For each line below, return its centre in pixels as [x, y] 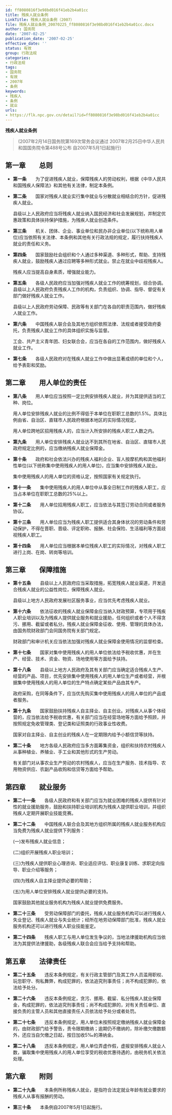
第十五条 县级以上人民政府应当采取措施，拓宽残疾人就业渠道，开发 [87, 583]
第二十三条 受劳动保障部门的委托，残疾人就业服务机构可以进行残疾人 [89, 913]
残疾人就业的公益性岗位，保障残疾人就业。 [62, 590]
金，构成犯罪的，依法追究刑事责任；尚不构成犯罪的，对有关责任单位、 [87, 1005]
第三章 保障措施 [36, 570]
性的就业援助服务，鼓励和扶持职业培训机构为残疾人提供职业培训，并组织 [89, 807]
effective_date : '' [26, 44]
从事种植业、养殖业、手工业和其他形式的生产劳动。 [67, 752]
